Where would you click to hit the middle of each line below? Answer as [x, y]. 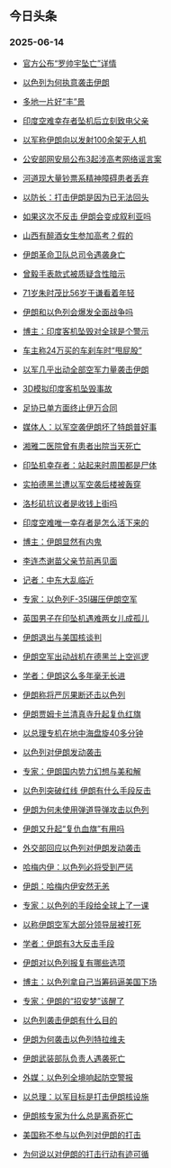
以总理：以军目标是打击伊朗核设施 [85, 1096]
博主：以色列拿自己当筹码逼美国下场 [90, 982]
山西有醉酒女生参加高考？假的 [77, 235]
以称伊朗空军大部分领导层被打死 [81, 924]
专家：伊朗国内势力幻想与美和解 [81, 771]
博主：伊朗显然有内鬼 [62, 541]
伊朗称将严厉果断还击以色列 [74, 694]
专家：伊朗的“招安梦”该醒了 [73, 1000]
